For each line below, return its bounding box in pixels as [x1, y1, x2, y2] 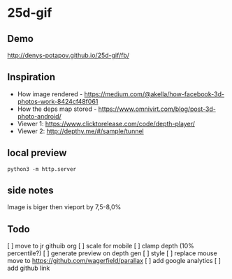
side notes [7, 185, 54, 197]
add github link [7, 264, 50, 273]
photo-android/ [17, 112, 61, 120]
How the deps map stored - [17, 105, 97, 113]
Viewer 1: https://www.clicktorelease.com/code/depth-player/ [17, 119, 196, 128]
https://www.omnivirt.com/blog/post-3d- [98, 105, 217, 113]
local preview [7, 147, 67, 159]
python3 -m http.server [7, 165, 77, 172]
